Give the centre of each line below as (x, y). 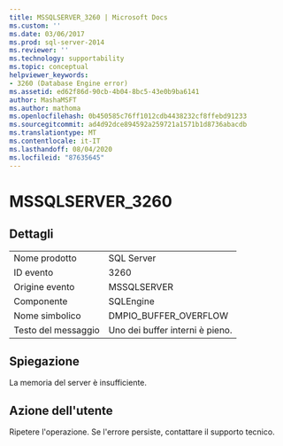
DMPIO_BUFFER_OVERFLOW (168, 316)
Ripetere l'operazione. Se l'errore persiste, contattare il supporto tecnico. (142, 432)
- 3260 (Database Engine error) (69, 83)
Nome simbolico (47, 316)
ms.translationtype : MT (53, 133)
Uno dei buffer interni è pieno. (170, 330)
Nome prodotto (45, 258)
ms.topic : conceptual (49, 67)
